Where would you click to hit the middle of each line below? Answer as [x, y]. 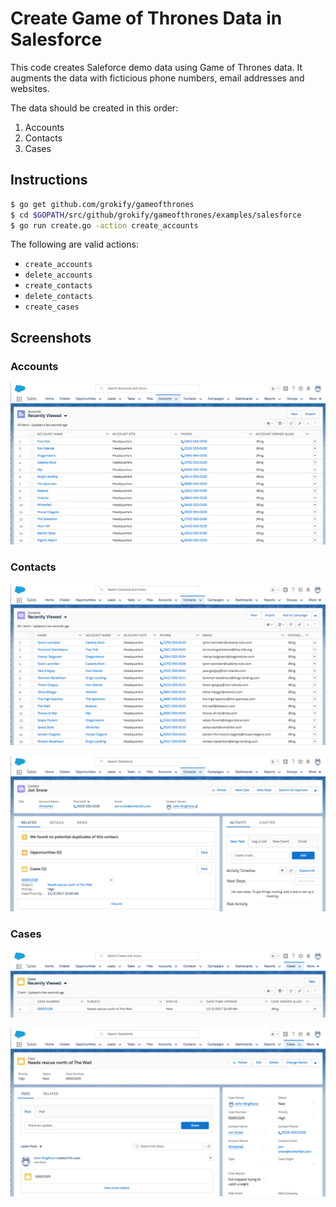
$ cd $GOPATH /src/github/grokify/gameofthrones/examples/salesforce [156, 215]
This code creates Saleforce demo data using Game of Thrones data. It [156, 67]
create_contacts [58, 286]
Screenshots [51, 337]
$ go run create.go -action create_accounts [104, 225]
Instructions [49, 180]
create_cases [52, 307]
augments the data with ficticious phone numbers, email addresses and [157, 78]
